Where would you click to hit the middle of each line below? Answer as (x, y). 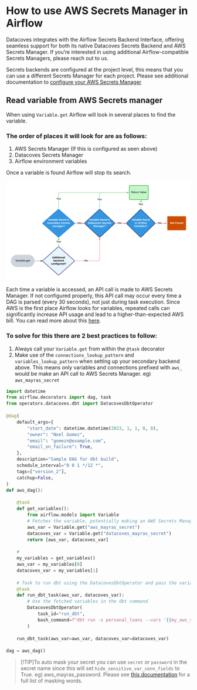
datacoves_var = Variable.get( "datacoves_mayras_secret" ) (99, 533)
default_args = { (35, 422)
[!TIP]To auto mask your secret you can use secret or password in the (104, 662)
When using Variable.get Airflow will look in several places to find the (91, 114)
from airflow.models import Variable (73, 515)
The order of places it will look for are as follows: (77, 136)
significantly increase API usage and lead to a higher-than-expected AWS (95, 314)
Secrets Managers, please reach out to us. (57, 58)
